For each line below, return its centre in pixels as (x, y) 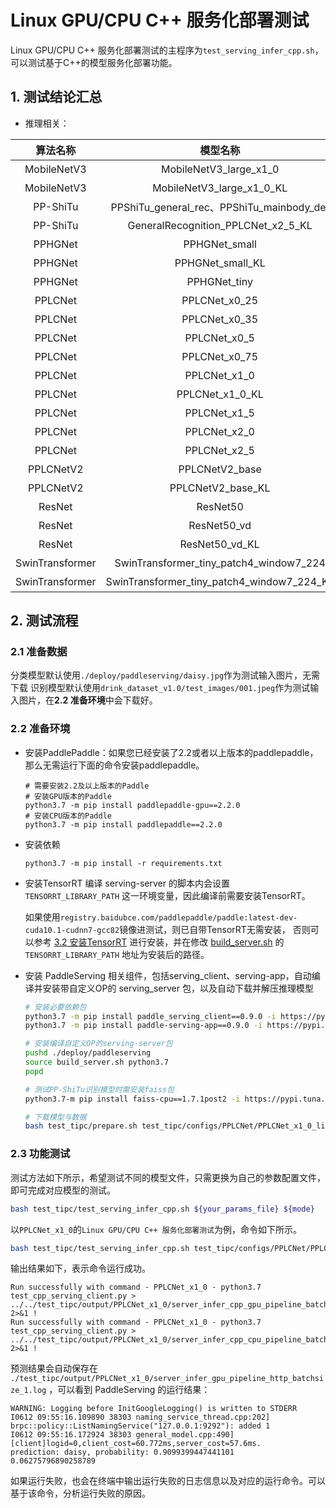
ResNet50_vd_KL (219, 544)
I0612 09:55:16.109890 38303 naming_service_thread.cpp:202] (140, 1417)
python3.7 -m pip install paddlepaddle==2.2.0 (123, 824)
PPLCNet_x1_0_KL (220, 394)
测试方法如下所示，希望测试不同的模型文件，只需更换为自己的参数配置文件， (168, 1177)
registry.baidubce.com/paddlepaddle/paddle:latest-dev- (178, 917)
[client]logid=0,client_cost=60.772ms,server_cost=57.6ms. (136, 1444)
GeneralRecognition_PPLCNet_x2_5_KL (220, 225)
